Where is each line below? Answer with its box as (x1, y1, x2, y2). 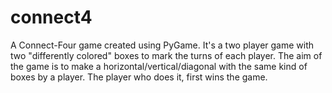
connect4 (10, 6, 93, 29)
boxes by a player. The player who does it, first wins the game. (10, 71, 268, 83)
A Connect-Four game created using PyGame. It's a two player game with (10, 39, 315, 51)
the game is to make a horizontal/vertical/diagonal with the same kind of (10, 60, 308, 72)
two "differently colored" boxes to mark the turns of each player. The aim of (10, 49, 323, 61)
